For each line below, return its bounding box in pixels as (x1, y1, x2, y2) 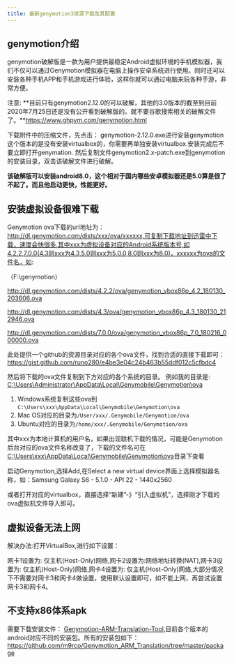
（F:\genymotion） (7, 273, 61, 281)
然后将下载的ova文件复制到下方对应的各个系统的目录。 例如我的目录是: (7, 373, 210, 381)
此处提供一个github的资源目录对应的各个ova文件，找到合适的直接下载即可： (7, 351, 225, 359)
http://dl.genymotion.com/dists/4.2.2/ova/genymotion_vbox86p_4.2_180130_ (7, 287, 226, 295)
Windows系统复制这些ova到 (17, 395, 97, 404)
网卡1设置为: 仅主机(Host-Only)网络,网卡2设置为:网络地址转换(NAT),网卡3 (7, 556, 217, 565)
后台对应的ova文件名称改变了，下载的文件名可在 (7, 443, 146, 452)
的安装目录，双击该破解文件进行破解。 (7, 157, 117, 165)
